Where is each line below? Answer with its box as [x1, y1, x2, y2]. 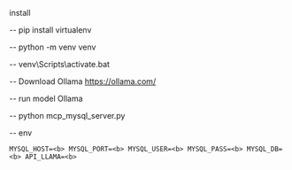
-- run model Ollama [9, 93, 83, 104]
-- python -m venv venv [9, 42, 96, 52]
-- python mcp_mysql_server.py [9, 111, 126, 120]
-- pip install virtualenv [9, 25, 92, 35]
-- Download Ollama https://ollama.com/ [9, 76, 157, 87]
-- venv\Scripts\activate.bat [9, 59, 111, 69]
